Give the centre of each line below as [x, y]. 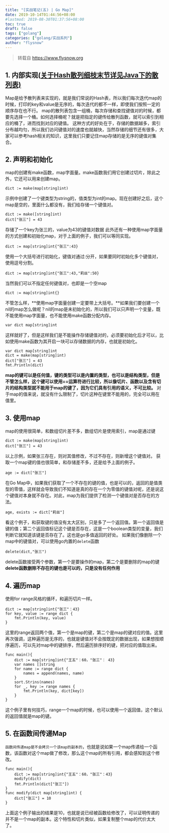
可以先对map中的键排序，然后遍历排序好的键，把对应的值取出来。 [91, 645]
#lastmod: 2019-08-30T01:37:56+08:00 [45, 19]
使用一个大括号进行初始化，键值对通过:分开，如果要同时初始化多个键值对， [83, 257]
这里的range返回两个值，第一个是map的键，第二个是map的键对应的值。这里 [84, 632]
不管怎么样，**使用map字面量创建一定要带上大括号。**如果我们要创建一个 [82, 303]
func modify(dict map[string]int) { [44, 793]
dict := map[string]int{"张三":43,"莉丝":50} [52, 273]
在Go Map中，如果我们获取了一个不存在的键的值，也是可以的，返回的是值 [82, 483]
